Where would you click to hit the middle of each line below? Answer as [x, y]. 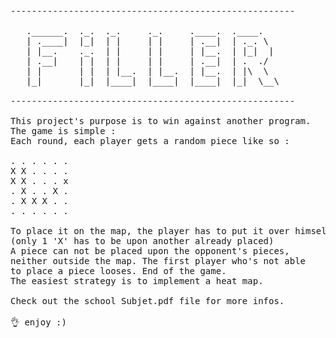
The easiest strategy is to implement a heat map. [137, 281]
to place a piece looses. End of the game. [118, 271]
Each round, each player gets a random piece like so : [150, 141]
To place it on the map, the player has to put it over [150, 231]
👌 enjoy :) [38, 322]
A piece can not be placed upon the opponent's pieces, [150, 251]
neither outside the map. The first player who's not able [158, 261]
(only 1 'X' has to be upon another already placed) [142, 241]
